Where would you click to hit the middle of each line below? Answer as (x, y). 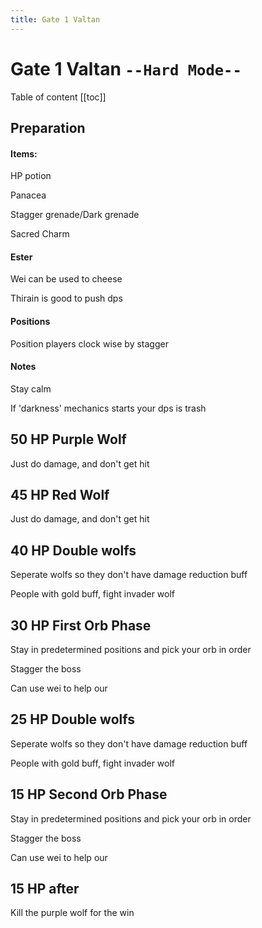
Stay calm (31, 388)
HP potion (31, 176)
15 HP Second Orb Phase (89, 794)
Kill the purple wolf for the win (72, 913)
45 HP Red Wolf (60, 494)
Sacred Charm (40, 234)
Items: (24, 153)
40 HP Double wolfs (73, 550)
